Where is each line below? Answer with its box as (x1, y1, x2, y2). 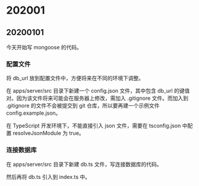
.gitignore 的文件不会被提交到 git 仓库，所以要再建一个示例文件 (6, 102, 160, 109)
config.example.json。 (6, 109, 61, 116)
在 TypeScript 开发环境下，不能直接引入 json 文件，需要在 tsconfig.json (6, 122, 181, 130)
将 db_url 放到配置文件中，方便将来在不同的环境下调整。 (6, 75, 144, 82)
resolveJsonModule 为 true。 (12, 130, 84, 137)
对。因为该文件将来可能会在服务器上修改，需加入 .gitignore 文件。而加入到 (6, 94, 189, 102)
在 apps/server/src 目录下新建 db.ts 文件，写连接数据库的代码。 (6, 160, 162, 168)
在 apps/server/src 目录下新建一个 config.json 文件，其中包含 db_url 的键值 (6, 87, 190, 94)
